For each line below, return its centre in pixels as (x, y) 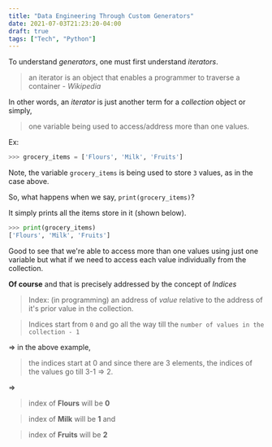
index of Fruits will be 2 (68, 434)
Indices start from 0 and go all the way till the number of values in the (146, 324)
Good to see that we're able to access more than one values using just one (133, 251)
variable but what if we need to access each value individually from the (127, 259)
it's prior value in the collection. (81, 308)
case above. (29, 182)
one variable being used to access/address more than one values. (139, 126)
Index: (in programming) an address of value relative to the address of (145, 300)
